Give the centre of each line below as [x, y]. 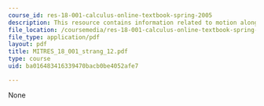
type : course [29, 59]
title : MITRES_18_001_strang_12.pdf [68, 51]
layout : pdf [27, 44]
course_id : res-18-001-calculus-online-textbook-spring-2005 [110, 15]
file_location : [33, 30]
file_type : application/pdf [54, 37]
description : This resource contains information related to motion [123, 23]
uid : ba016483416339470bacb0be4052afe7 [73, 66]
